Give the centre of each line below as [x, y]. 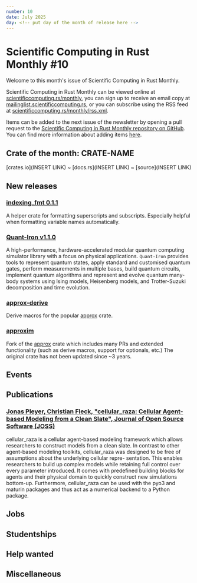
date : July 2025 [26, 17]
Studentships [32, 534]
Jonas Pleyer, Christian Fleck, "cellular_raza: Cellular [84, 411]
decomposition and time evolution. [48, 288]
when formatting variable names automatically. [63, 222]
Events [19, 375]
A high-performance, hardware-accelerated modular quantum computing [95, 250]
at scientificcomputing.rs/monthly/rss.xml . [58, 111]
